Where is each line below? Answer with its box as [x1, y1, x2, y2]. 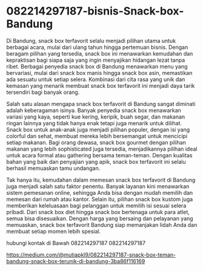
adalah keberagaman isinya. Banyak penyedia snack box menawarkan [6, 106, 182, 114]
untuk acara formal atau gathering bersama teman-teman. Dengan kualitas [6, 151, 193, 158]
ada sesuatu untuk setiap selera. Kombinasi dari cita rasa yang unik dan [6, 76, 185, 83]
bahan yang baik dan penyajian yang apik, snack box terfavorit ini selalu [6, 158, 186, 165]
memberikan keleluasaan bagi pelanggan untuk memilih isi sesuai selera [6, 201, 187, 209]
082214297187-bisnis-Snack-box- [6, 4, 184, 18]
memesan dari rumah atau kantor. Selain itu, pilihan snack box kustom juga [6, 195, 193, 203]
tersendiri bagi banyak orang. [6, 88, 80, 96]
